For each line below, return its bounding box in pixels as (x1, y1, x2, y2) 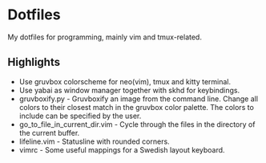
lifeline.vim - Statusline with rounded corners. (18, 137, 170, 146)
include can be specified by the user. (18, 111, 142, 120)
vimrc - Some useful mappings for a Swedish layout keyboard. (18, 145, 225, 154)
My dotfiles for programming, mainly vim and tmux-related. (7, 32, 202, 42)
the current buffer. (18, 128, 80, 137)
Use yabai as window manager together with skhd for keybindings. (18, 85, 240, 95)
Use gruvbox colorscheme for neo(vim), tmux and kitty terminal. (18, 76, 232, 86)
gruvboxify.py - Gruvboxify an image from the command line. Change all (18, 94, 258, 104)
